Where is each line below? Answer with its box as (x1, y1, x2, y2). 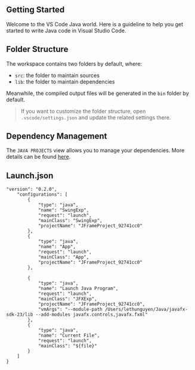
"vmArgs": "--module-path (38, 307, 103, 313)
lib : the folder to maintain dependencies (14, 78, 115, 85)
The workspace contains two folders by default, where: (6, 60, 142, 67)
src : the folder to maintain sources (14, 72, 100, 79)
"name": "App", (38, 244, 76, 250)
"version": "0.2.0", (6, 186, 58, 193)
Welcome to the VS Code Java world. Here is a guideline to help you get (6, 20, 184, 27)
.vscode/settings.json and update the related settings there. (20, 113, 171, 121)
